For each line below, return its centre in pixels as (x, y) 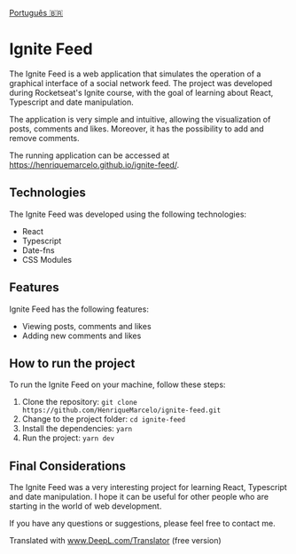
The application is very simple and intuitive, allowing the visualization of (140, 119)
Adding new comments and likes (82, 336)
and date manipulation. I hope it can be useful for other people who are (139, 497)
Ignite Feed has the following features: (79, 309)
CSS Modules (47, 259)
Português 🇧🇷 (36, 13)
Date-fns (38, 250)
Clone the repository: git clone (79, 402)
